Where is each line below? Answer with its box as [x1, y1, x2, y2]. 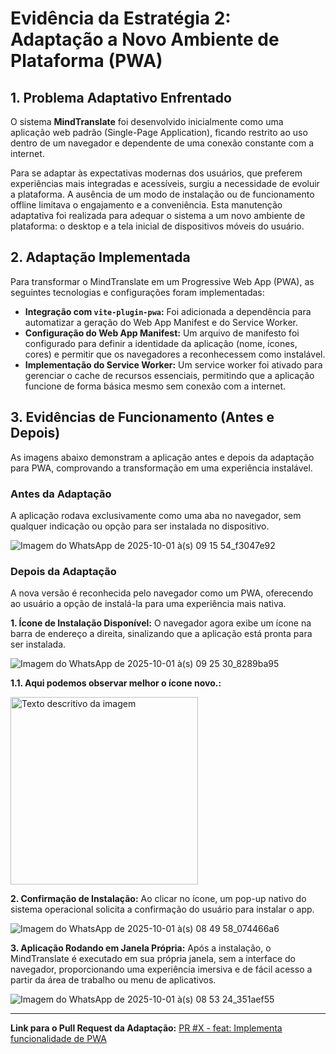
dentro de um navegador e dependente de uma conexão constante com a [10, 137, 314, 149]
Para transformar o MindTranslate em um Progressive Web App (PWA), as [10, 275, 315, 287]
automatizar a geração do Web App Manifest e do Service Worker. [24, 316, 299, 328]
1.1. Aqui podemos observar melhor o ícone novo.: [10, 677, 222, 689]
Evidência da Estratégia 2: [10, 7, 232, 30]
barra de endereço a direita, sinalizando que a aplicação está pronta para [10, 628, 313, 640]
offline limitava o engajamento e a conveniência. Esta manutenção [10, 199, 283, 211]
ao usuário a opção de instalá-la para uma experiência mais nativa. [10, 598, 287, 610]
